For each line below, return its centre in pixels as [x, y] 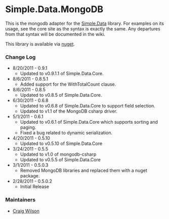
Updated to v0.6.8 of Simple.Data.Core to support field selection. [88, 106]
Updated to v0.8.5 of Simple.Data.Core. [61, 95]
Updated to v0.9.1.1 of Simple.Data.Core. [62, 74]
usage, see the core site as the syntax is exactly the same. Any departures [83, 28]
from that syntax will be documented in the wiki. [55, 34]
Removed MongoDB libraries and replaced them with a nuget [84, 170]
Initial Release [35, 187]
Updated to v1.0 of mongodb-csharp [58, 154]
